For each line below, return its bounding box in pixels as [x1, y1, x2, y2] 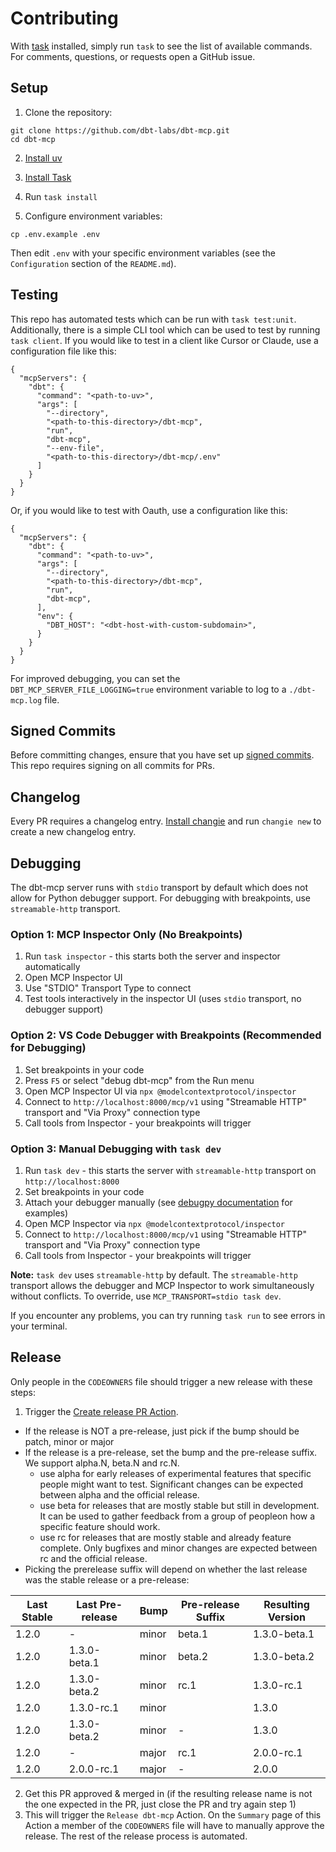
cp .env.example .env [10, 229, 101, 239]
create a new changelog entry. [10, 826, 137, 838]
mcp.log [10, 695, 43, 706]
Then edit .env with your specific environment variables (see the [10, 247, 277, 259]
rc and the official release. [39, 1552, 148, 1564]
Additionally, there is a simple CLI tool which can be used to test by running [10, 323, 321, 336]
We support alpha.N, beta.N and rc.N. [24, 1457, 180, 1469]
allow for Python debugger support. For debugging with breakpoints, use [10, 892, 312, 904]
